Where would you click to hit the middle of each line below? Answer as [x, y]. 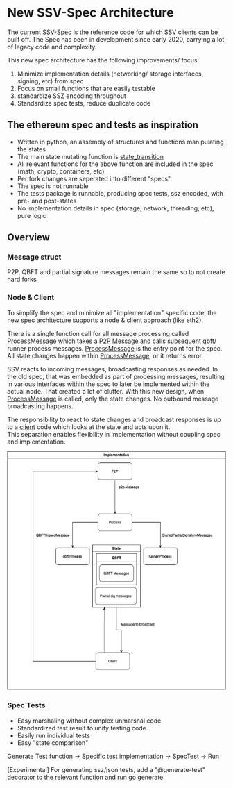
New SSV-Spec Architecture [91, 13]
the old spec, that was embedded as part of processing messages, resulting [116, 376]
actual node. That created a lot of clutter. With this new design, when [106, 391]
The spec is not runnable [53, 186]
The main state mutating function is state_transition [90, 156]
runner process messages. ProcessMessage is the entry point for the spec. [115, 348]
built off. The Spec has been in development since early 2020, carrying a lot [116, 39]
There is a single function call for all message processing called [98, 333]
